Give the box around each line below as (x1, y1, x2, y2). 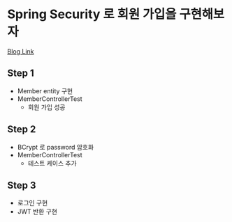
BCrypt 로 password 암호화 (17, 143, 94, 151)
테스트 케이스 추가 (27, 159, 77, 167)
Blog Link (7, 47, 34, 56)
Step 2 (7, 123, 36, 136)
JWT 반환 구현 (17, 207, 58, 216)
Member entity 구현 (17, 86, 73, 95)
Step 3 (7, 179, 36, 191)
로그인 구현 (17, 199, 48, 207)
